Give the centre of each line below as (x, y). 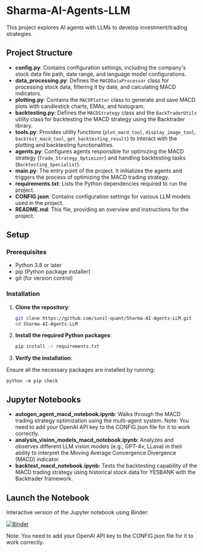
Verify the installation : (44, 358)
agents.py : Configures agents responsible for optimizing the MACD (99, 151)
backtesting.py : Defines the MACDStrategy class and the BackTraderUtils (106, 112)
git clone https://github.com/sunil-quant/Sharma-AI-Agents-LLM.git (103, 318)
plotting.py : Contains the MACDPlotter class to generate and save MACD (105, 99)
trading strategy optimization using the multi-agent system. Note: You (102, 421)
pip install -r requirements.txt (57, 346)
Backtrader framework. (44, 479)
